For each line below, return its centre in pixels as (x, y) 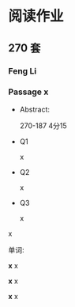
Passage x (28, 92)
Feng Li (22, 70)
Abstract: (34, 109)
